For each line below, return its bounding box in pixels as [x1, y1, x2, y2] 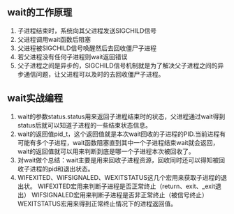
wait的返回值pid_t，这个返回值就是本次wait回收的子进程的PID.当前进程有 [17, 130, 226, 138]
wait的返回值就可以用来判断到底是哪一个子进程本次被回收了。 [17, 147, 196, 155]
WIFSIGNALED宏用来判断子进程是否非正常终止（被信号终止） [31, 190, 208, 199]
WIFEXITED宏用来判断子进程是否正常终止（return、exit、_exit [37, 182, 215, 190]
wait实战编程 [7, 93, 64, 105]
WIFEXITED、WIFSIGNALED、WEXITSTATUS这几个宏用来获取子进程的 [17, 173, 221, 181]
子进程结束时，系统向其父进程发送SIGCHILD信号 [17, 26, 157, 35]
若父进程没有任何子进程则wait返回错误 [17, 52, 128, 61]
